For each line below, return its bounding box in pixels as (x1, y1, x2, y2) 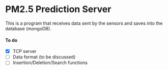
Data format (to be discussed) (12, 54, 76, 60)
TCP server (12, 48, 37, 54)
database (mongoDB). (5, 25, 52, 31)
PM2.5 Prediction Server (5, 4, 111, 15)
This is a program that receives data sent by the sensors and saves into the (5, 20, 163, 26)
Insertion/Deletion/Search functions (12, 59, 88, 66)
